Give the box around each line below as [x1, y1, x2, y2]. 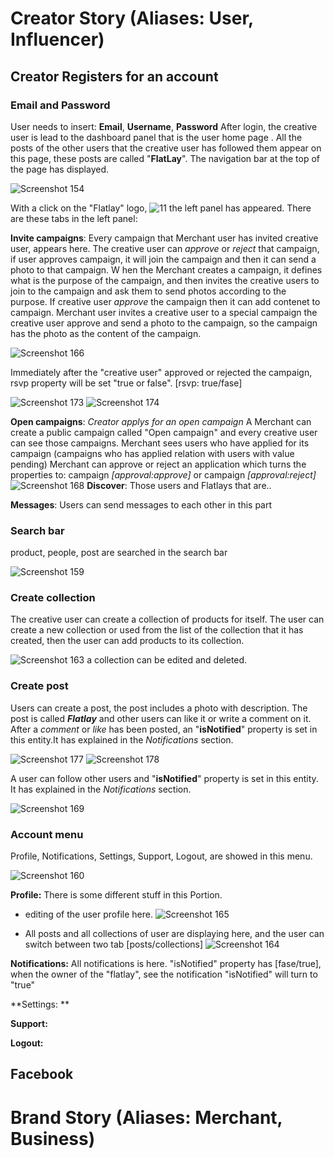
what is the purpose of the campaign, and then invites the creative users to [10, 274, 320, 286]
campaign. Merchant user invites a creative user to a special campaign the [10, 306, 318, 318]
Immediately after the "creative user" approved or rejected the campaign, [10, 366, 313, 378]
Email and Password [10, 98, 111, 112]
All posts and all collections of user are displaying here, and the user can [24, 928, 325, 940]
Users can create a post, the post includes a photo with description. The [10, 702, 308, 714]
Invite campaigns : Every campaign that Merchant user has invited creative [10, 232, 319, 244]
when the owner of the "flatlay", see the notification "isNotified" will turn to [10, 968, 318, 981]
